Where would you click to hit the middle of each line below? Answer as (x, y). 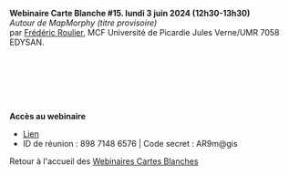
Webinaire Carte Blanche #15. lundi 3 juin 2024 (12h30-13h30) (130, 13)
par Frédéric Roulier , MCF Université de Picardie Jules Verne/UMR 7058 (144, 32)
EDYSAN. (27, 42)
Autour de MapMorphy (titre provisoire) (83, 23)
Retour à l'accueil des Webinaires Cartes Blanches (104, 161)
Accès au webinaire (48, 116)
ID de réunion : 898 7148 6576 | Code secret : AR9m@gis (130, 144)
